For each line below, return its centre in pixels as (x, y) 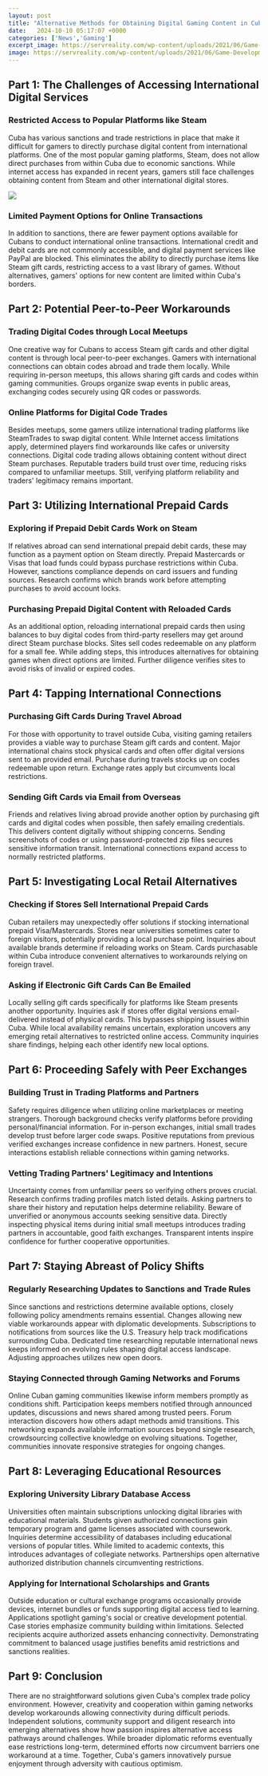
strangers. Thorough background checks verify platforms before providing (131, 1118)
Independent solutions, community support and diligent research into (122, 1721)
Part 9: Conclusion (55, 1677)
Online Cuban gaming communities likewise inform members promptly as (128, 1395)
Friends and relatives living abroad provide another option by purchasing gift (134, 814)
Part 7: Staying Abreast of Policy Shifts (106, 1266)
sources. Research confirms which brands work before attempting (117, 579)
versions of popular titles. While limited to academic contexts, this (116, 1545)
